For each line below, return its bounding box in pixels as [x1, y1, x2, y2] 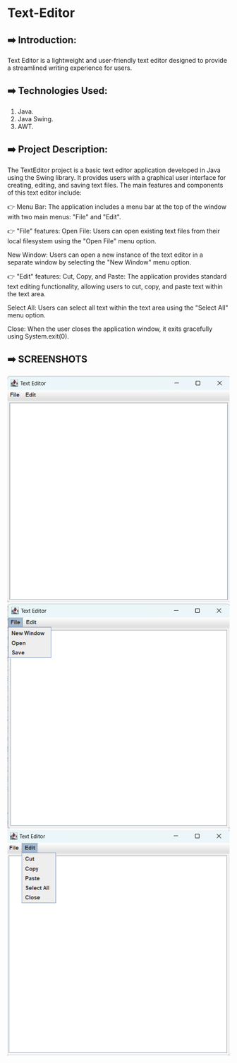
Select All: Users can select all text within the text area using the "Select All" [7, 303, 229, 312]
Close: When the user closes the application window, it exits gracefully [7, 324, 213, 333]
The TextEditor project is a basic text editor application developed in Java [7, 166, 221, 174]
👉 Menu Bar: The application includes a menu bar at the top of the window [7, 202, 227, 211]
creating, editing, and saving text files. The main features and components [7, 181, 224, 189]
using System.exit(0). [7, 332, 69, 340]
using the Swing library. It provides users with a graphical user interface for [7, 173, 226, 181]
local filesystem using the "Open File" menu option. [7, 236, 157, 245]
